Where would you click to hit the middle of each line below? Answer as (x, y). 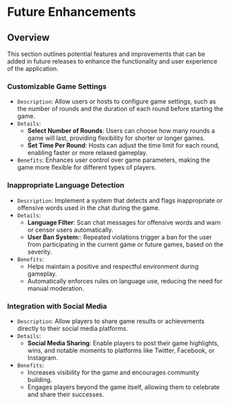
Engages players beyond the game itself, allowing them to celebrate (124, 387)
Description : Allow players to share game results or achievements (111, 321)
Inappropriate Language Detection (66, 185)
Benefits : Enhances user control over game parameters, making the (113, 160)
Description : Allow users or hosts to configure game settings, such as (116, 101)
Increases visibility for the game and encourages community (113, 372)
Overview (29, 38)
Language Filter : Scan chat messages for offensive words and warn (124, 222)
